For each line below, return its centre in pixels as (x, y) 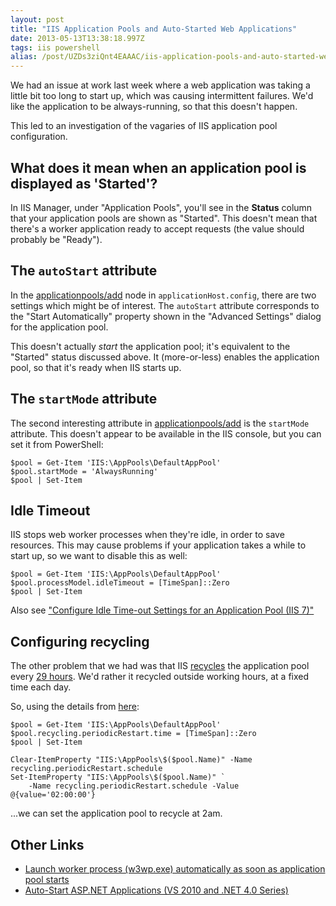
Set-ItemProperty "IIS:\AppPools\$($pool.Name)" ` (118, 777)
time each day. (41, 687)
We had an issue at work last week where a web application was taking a (160, 85)
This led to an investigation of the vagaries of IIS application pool (144, 126)
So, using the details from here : (75, 707)
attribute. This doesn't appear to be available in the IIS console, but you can (166, 433)
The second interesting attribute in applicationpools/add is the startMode (160, 423)
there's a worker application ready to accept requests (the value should (157, 228)
